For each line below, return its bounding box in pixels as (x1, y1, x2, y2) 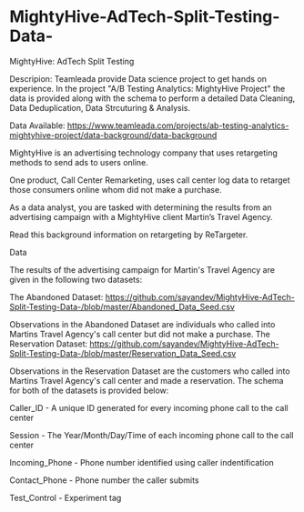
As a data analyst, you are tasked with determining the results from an (9, 202, 272, 213)
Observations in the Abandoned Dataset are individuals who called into (9, 318, 276, 329)
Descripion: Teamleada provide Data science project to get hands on (9, 73, 267, 84)
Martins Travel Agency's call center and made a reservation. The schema (9, 375, 284, 386)
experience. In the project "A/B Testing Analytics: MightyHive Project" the (9, 83, 286, 94)
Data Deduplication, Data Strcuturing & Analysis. (9, 102, 191, 113)
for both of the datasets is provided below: (9, 385, 169, 396)
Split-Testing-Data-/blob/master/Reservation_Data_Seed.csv (9, 347, 237, 358)
